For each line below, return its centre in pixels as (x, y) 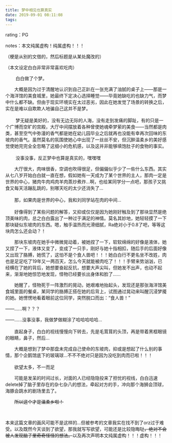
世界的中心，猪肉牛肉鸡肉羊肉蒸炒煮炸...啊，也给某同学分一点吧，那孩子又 (84, 182)
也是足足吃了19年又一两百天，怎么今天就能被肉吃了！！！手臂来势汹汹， (82, 261)
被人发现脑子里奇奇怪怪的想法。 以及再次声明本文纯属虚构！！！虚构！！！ (84, 436)
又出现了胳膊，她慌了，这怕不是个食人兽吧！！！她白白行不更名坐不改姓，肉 (86, 255)
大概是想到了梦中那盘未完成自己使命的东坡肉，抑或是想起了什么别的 (86, 349)
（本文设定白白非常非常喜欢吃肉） (41, 68)
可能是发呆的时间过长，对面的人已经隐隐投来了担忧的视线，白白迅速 (86, 378)
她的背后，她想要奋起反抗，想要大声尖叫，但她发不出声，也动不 (90, 268)
